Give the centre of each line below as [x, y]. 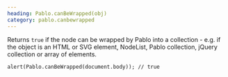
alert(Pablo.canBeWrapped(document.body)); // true [83, 67]
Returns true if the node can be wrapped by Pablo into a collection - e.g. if [114, 39]
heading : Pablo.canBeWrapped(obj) [57, 13]
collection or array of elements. [52, 54]
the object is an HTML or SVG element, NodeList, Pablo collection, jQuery [112, 47]
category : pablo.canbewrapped [51, 20]
